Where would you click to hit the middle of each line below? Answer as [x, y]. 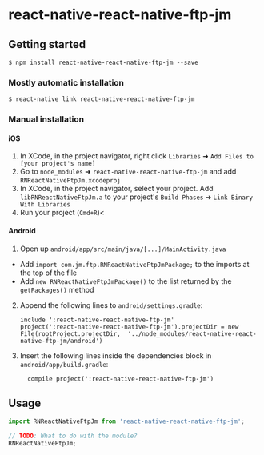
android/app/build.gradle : [64, 364]
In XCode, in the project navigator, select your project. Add [116, 189]
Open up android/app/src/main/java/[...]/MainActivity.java [123, 249]
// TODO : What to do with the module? [73, 436]
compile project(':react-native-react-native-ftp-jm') [121, 379]
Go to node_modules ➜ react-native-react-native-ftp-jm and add [128, 172]
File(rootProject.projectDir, [70, 333]
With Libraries [45, 205]
